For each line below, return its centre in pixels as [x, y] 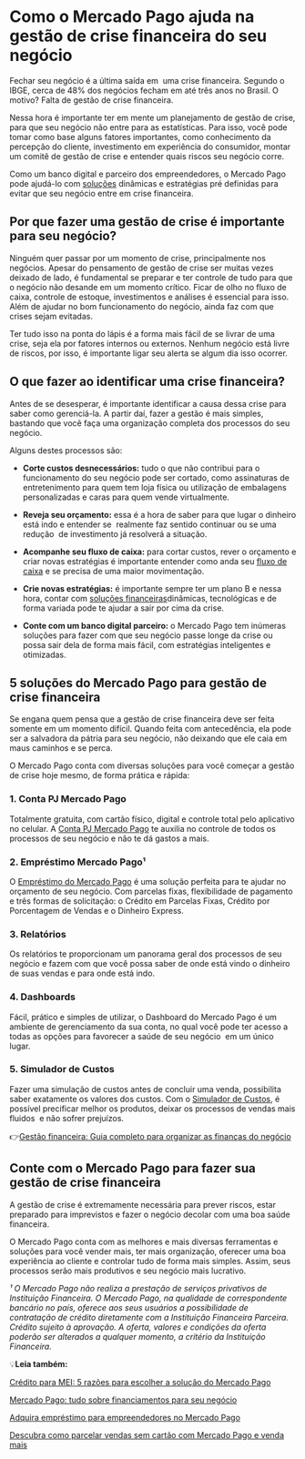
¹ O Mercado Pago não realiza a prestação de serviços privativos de [138, 1288]
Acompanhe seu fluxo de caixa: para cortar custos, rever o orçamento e [159, 552]
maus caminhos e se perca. [61, 748]
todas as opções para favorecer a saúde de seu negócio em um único [142, 1036]
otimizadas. [44, 654]
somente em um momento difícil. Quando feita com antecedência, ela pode [150, 729]
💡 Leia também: [39, 1363]
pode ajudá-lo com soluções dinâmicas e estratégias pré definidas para [144, 183]
